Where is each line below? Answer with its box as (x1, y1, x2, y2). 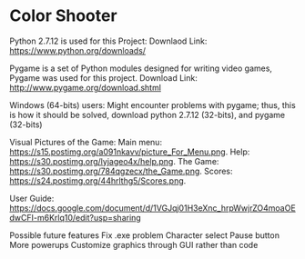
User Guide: (9, 193, 55, 204)
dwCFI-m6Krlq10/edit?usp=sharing (9, 212, 141, 223)
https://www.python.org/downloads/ (9, 45, 147, 55)
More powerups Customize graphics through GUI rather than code (9, 239, 259, 250)
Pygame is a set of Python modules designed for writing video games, (9, 63, 273, 74)
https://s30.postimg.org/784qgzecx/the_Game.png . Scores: (9, 165, 234, 176)
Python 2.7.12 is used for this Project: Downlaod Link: (9, 35, 208, 46)
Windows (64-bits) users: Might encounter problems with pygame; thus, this (9, 99, 296, 110)
